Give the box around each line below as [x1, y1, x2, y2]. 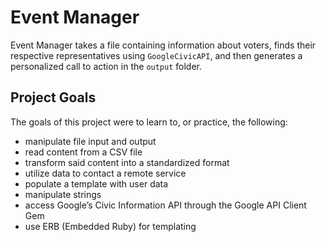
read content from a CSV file [24, 146, 143, 158]
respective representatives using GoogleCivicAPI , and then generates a [10, 49, 303, 61]
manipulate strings [24, 188, 102, 200]
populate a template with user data [24, 177, 169, 190]
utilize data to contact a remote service [24, 167, 187, 179]
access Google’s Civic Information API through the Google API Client [24, 199, 307, 211]
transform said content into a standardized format [24, 156, 230, 168]
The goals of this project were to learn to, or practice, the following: [10, 116, 288, 128]
